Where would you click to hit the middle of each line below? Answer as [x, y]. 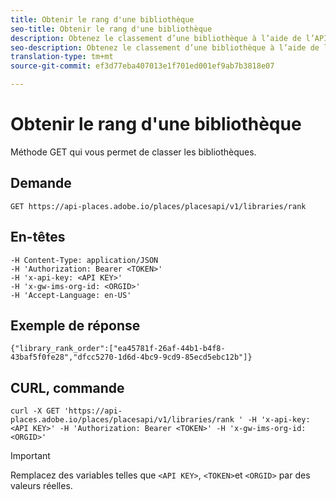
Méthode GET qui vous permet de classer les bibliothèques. [133, 152]
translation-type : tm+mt [62, 57]
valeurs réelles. [41, 486]
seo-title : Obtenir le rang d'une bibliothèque [111, 29]
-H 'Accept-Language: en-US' [71, 295]
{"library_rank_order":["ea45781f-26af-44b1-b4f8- [118, 349]
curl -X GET [35, 411]
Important [30, 456]
